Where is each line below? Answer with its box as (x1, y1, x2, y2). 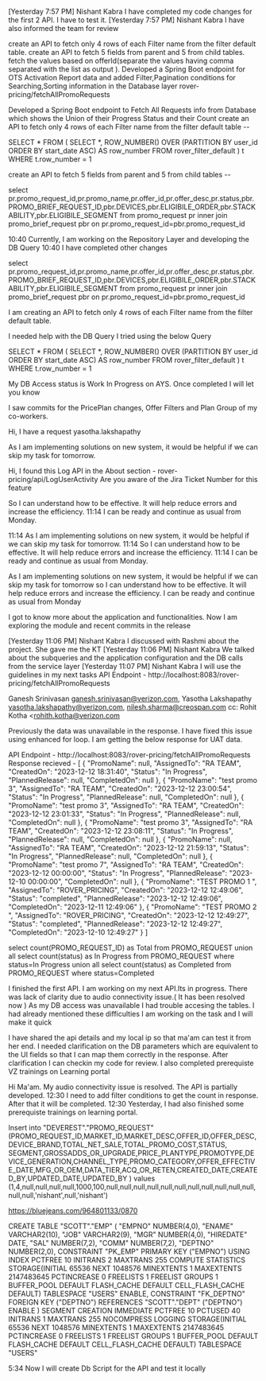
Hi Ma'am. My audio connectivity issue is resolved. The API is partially (8, 1082, 238, 1091)
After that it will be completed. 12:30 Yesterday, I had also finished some (8, 1099, 245, 1108)
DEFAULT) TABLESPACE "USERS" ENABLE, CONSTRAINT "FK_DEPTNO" (8, 1289, 246, 1298)
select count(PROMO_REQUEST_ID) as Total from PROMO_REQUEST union (8, 943, 253, 952)
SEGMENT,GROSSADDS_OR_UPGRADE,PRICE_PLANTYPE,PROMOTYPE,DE (8, 1149, 255, 1157)
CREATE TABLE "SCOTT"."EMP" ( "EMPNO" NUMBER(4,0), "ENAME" (8, 1221, 234, 1231)
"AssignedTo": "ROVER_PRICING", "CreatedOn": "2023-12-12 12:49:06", (8, 885, 244, 894)
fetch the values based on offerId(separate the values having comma (8, 56, 234, 65)
